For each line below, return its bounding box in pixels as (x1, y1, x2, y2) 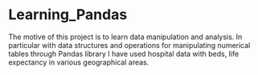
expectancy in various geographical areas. (8, 57, 149, 67)
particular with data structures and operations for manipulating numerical (8, 40, 251, 49)
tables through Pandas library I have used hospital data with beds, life (8, 49, 240, 58)
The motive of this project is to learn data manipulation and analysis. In (8, 32, 243, 41)
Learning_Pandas (8, 6, 128, 24)
